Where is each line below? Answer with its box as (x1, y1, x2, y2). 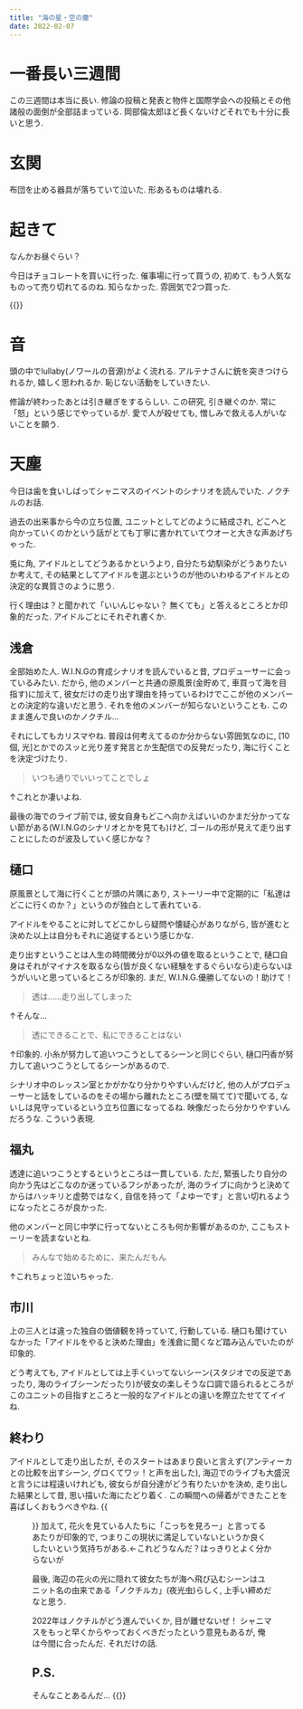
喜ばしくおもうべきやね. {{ (9, 1501, 109, 1512)
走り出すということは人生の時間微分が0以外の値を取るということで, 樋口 (9, 949, 280, 960)
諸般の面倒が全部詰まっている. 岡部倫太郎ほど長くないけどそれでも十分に (9, 106, 282, 118)
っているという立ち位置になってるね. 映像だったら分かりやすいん (48, 1101, 291, 1113)
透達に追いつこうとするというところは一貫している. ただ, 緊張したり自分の (9, 1168, 288, 1179)
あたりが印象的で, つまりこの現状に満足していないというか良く (32, 1532, 267, 1543)
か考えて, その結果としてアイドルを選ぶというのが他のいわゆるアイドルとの (9, 569, 290, 580)
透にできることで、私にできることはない (31, 1029, 183, 1040)
